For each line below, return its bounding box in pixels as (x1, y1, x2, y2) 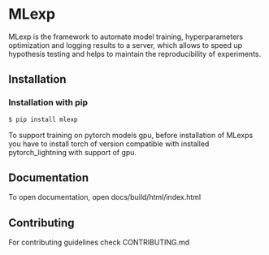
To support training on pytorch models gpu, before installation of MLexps (8, 130, 254, 140)
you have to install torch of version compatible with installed (8, 139, 210, 149)
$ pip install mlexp (8, 115, 79, 123)
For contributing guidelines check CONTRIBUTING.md (8, 237, 190, 248)
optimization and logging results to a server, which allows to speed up (8, 40, 242, 50)
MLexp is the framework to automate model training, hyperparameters (8, 32, 244, 41)
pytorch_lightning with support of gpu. (8, 147, 137, 157)
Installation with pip (8, 97, 88, 108)
